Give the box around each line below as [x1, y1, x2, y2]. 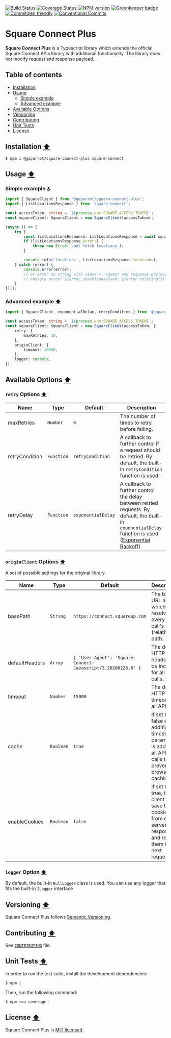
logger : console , [14, 357, 51, 362]
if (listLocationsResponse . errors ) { [23, 239, 103, 244]
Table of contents [5, 70, 62, 79]
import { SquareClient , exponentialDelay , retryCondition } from [5, 309, 147, 315]
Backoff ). [120, 542, 142, 550]
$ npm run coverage [5, 999, 47, 1004]
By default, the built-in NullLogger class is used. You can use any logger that [5, 880, 166, 886]
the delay [120, 493, 142, 500]
